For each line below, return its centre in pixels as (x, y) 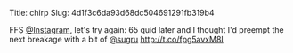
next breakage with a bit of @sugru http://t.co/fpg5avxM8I (117, 39)
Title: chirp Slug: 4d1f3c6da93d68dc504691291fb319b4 (112, 13)
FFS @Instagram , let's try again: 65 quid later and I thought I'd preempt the (146, 30)
